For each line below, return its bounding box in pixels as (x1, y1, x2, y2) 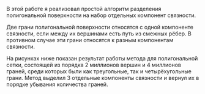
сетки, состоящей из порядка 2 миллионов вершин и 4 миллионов (6, 61, 182, 68)
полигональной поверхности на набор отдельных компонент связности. (6, 12, 196, 19)
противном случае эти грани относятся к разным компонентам (6, 37, 174, 43)
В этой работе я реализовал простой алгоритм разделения (6, 5, 162, 12)
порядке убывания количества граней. (6, 81, 108, 88)
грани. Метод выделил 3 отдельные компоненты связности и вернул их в (6, 74, 199, 81)
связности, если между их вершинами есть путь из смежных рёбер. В (6, 30, 192, 37)
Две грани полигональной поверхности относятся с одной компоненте (6, 24, 194, 31)
